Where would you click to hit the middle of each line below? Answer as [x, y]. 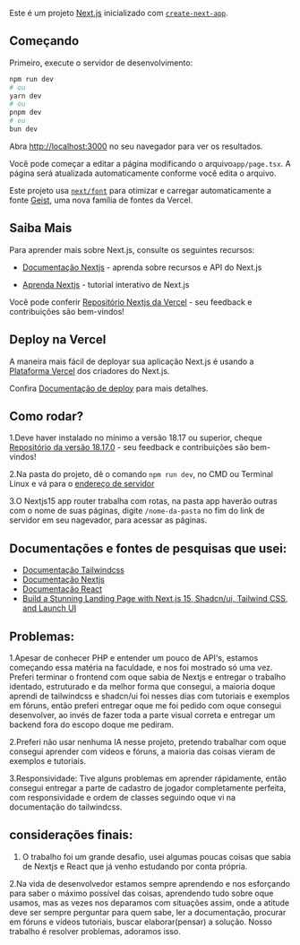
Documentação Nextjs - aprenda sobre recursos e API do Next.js [142, 267]
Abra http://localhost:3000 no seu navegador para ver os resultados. [136, 146]
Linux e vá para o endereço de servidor [82, 484]
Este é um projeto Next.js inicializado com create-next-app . [119, 13]
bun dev [24, 129]
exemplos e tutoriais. [48, 761]
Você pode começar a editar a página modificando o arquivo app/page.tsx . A [150, 163]
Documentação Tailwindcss [73, 570]
